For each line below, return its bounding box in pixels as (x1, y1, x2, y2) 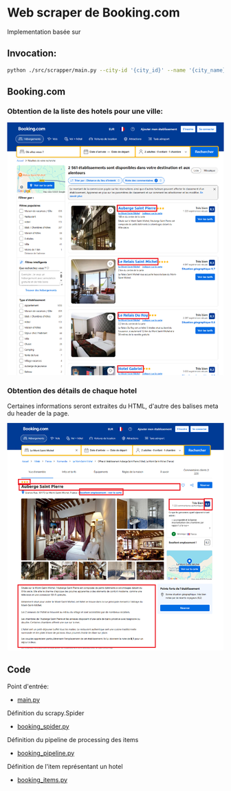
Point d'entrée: (7, 682, 49, 690)
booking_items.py (16, 775, 67, 783)
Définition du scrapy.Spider (7, 708, 85, 717)
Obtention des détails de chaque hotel (7, 386, 137, 395)
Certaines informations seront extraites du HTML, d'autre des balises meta (7, 402, 219, 410)
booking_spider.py (16, 722, 70, 730)
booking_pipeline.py (16, 749, 75, 757)
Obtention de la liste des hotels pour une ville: (7, 106, 164, 116)
